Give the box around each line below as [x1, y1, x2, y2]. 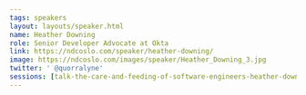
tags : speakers [9, 13, 67, 23]
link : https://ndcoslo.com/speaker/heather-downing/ [9, 47, 214, 56]
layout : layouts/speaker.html [9, 22, 125, 31]
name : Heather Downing [9, 30, 96, 39]
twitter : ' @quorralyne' [9, 64, 104, 73]
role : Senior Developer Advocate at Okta [9, 38, 169, 48]
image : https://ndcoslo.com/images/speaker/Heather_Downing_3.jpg [9, 55, 267, 64]
